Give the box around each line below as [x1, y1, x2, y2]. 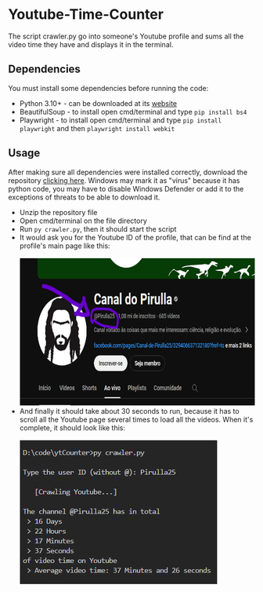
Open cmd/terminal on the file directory [19, 216, 147, 225]
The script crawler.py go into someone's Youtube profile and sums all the [8, 31, 244, 41]
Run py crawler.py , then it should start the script [19, 224, 177, 233]
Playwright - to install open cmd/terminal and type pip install [19, 115, 222, 125]
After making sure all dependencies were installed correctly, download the [8, 167, 248, 177]
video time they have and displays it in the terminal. [8, 39, 174, 49]
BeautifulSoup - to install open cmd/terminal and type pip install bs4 [19, 107, 247, 116]
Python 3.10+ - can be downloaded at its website [19, 98, 178, 108]
